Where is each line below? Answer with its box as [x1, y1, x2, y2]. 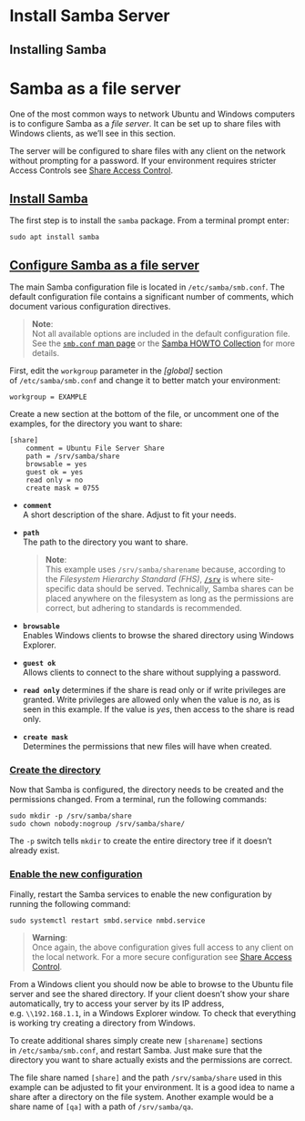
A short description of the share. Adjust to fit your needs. [22, 509, 237, 520]
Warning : [31, 932, 68, 943]
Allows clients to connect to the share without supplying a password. [22, 667, 281, 678]
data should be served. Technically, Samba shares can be [76, 584, 294, 595]
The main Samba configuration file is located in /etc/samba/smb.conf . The [9, 281, 285, 292]
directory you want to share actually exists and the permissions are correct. [9, 1054, 293, 1065]
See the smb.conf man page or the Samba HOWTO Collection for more [31, 338, 296, 349]
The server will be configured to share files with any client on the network [9, 145, 287, 156]
